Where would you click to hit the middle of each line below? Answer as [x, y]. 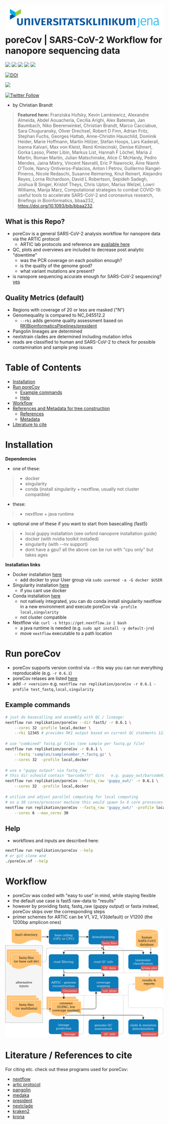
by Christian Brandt [32, 105]
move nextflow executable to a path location [66, 634]
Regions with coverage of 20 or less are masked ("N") [68, 310]
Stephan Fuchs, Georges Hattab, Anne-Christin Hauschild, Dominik [87, 136]
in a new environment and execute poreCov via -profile [78, 607]
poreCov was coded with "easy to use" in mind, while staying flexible [84, 895]
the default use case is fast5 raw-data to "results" [64, 901]
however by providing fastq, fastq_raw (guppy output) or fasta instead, [86, 906]
